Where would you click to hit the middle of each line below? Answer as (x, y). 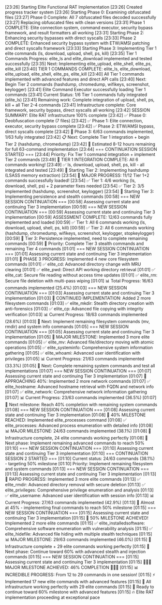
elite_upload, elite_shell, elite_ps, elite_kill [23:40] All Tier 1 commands (75, 74)
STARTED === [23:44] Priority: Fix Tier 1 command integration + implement (80, 154)
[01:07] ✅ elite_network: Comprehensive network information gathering (76, 392)
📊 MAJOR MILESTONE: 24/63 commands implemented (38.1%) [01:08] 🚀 (78, 431)
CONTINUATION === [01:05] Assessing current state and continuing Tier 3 (80, 332)
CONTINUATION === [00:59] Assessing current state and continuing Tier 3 (80, 212)
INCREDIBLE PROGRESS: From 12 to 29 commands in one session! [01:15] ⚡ (80, 575)
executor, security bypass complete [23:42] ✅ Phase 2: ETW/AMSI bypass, (80, 126)
